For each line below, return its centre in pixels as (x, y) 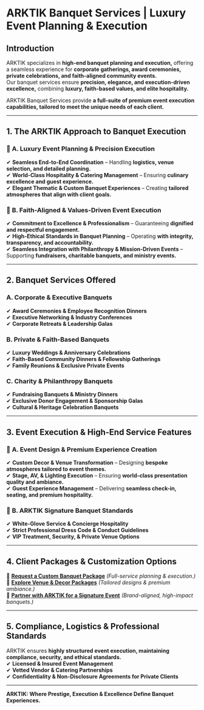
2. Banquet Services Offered (61, 280)
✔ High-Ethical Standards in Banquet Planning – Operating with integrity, (100, 236)
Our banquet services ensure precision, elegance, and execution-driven (98, 82)
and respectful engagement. (43, 229)
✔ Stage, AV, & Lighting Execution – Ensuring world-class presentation (97, 475)
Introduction (30, 48)
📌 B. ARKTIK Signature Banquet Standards (70, 510)
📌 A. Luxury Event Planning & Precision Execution (80, 149)
